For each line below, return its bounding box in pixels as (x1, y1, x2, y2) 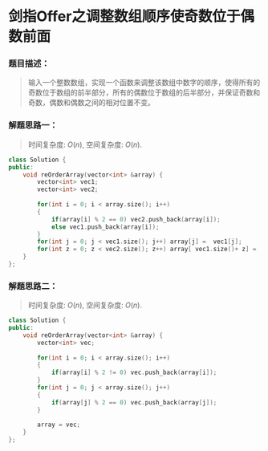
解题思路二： (8, 280, 59, 291)
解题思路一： (8, 120, 59, 131)
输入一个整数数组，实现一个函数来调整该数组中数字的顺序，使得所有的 (27, 78, 261, 87)
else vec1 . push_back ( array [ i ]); (51, 222, 160, 231)
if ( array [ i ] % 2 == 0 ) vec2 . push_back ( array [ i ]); (51, 215, 221, 223)
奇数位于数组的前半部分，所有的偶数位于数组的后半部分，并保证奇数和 (27, 87, 261, 97)
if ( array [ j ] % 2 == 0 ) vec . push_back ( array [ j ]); (51, 398, 217, 406)
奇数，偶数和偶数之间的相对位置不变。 (27, 98, 155, 108)
